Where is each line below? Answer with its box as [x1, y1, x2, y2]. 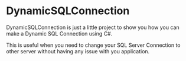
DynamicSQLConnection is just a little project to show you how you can [6, 24, 180, 31]
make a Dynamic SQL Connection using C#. [6, 30, 113, 37]
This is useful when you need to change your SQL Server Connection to [6, 41, 181, 49]
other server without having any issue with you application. [6, 47, 150, 54]
